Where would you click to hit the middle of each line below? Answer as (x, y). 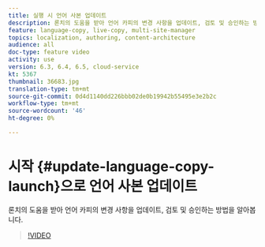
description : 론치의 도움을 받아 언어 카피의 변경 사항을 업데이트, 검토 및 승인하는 (129, 23)
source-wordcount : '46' (47, 111)
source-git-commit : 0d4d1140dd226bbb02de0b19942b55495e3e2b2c (112, 96)
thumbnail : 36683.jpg (44, 81)
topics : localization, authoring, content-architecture (102, 37)
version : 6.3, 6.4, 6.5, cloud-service (74, 67)
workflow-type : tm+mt (44, 103)
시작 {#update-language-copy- (111, 167)
